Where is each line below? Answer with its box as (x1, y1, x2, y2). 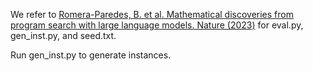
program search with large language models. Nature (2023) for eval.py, (10, 19, 304, 31)
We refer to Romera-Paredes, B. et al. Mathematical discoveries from (10, 9, 294, 20)
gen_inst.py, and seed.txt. (10, 30, 117, 41)
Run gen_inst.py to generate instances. (10, 49, 172, 61)
